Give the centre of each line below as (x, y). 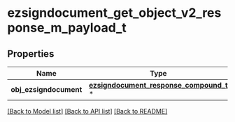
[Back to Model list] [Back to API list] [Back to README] (87, 111)
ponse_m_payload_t (67, 28)
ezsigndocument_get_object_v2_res (114, 13)
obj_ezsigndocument (47, 89)
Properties (31, 54)
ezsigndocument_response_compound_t (158, 85)
